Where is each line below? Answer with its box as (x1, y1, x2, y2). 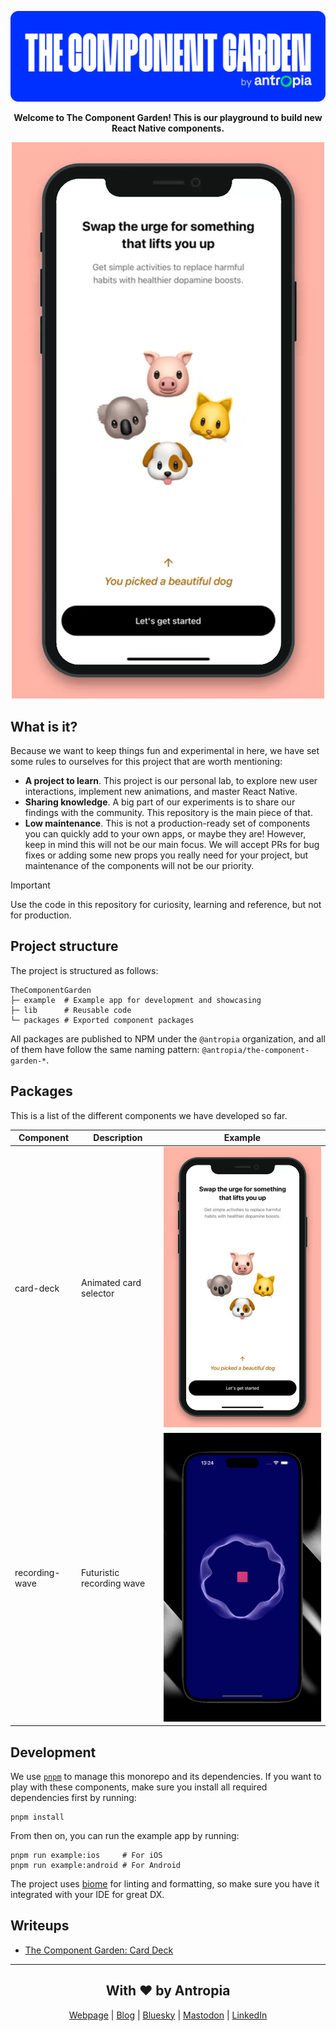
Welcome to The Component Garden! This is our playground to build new (13, 112, 323, 124)
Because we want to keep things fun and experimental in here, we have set (10, 745, 320, 756)
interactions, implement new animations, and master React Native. (24, 786, 298, 797)
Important (10, 879, 51, 891)
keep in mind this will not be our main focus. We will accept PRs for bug (24, 839, 320, 850)
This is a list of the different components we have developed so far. (10, 1109, 288, 1121)
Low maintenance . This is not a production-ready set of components (24, 817, 311, 829)
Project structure (10, 938, 119, 955)
